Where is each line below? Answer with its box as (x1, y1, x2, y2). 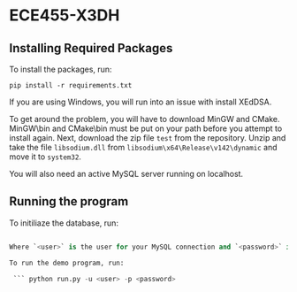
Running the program (9, 194, 129, 209)
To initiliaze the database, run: (9, 218, 119, 228)
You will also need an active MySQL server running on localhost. (9, 169, 244, 179)
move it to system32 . (9, 151, 82, 162)
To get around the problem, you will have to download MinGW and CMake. (9, 114, 280, 124)
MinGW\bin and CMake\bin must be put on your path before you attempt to (9, 123, 283, 134)
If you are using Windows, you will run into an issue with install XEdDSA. (9, 96, 272, 107)
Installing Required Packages (9, 41, 173, 56)
